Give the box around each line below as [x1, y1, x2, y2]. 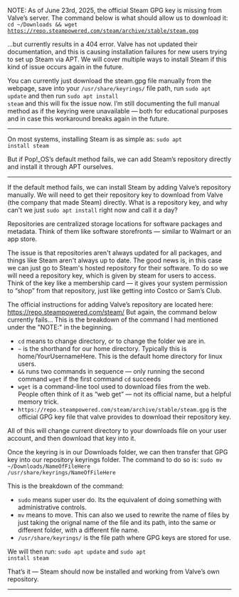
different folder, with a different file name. [17, 526, 140, 534]
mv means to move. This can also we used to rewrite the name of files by [17, 511, 230, 519]
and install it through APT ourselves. [7, 163, 114, 170]
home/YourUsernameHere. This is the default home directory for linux [17, 352, 223, 360]
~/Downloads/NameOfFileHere [7, 463, 91, 470]
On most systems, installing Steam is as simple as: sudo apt [7, 135, 183, 143]
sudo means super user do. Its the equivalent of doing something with [17, 496, 222, 504]
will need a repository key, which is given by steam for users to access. [7, 271, 216, 280]
